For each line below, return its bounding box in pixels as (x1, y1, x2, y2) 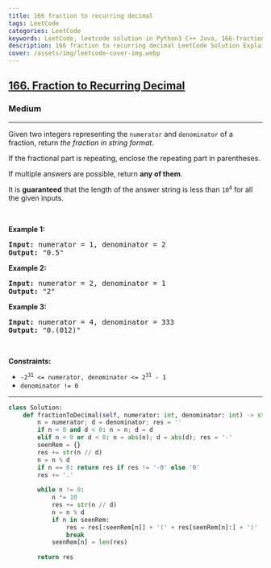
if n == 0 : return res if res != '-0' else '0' (37, 463, 200, 471)
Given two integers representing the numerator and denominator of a (8, 129, 234, 139)
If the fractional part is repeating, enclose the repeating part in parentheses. (8, 153, 261, 163)
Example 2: (8, 263, 47, 272)
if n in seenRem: (51, 516, 110, 524)
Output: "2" (8, 287, 56, 296)
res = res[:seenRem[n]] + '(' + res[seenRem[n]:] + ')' (65, 523, 258, 532)
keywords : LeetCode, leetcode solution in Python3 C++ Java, (8, 34, 219, 43)
